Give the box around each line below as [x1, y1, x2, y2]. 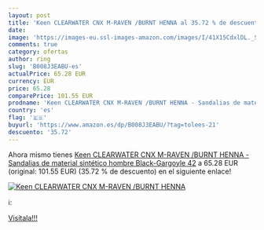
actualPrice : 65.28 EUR [8, 70, 86, 78]
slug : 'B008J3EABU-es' [8, 63, 82, 71]
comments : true [8, 41, 58, 49]
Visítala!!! [8, 213, 38, 222]
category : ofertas [8, 48, 68, 56]
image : [8, 33, 30, 42]
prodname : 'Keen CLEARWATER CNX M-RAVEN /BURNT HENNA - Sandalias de [8, 99, 241, 107]
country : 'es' [8, 107, 55, 115]
